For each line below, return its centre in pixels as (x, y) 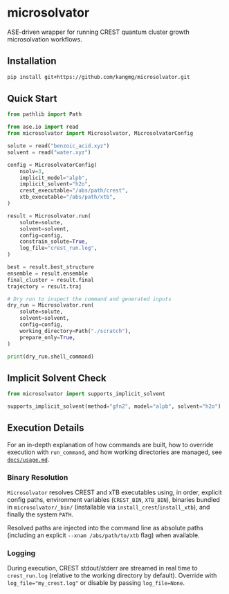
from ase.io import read (43, 127)
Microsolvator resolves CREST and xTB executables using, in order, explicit (115, 492)
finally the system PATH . (40, 514)
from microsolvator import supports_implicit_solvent (86, 394)
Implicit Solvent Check (57, 378)
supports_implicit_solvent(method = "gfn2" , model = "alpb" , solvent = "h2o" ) (114, 406)
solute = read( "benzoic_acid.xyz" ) (58, 146)
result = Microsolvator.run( (49, 216)
